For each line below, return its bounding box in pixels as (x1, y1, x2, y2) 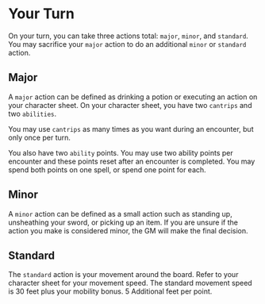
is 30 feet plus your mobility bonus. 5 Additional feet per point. (8, 287, 213, 296)
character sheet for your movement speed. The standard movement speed (8, 279, 252, 288)
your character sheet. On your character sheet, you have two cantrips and (8, 100, 252, 110)
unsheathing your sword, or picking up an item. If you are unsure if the (8, 217, 238, 227)
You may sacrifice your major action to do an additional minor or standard (8, 39, 247, 48)
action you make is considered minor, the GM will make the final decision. (8, 225, 248, 235)
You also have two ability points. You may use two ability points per (8, 148, 233, 157)
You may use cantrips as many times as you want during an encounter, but (8, 124, 254, 133)
